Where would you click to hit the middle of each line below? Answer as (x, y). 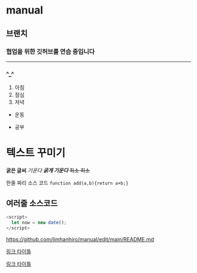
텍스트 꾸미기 (36, 153)
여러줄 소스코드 (32, 203)
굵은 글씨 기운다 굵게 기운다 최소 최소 (48, 170)
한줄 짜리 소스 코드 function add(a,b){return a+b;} (67, 183)
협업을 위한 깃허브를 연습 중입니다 (50, 52)
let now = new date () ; (39, 223)
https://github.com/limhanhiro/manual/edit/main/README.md (80, 239)
